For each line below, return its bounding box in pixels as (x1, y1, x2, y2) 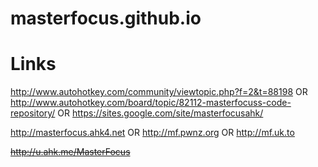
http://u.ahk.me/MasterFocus (10, 146, 131, 158)
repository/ (10, 107, 56, 119)
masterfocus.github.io (10, 7, 202, 30)
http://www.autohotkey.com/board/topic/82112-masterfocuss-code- (10, 97, 292, 109)
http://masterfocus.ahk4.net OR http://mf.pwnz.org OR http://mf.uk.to (10, 127, 295, 139)
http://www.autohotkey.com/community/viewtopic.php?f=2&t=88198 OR (10, 86, 308, 98)
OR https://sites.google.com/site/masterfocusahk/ (57, 107, 264, 119)
